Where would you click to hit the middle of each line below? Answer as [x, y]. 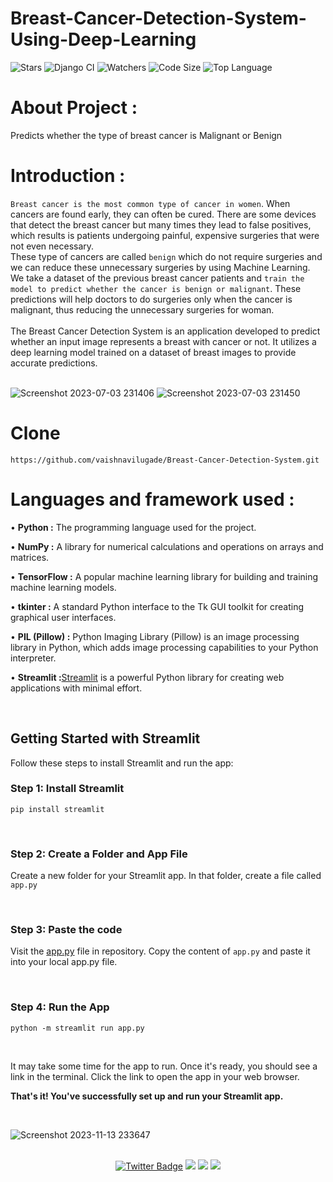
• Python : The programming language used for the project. [133, 527]
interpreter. [33, 658]
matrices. [30, 557]
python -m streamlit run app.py [77, 1028]
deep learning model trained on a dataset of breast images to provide [153, 352]
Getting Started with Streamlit [105, 738]
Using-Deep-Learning [103, 39]
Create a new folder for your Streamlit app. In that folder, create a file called [166, 876]
